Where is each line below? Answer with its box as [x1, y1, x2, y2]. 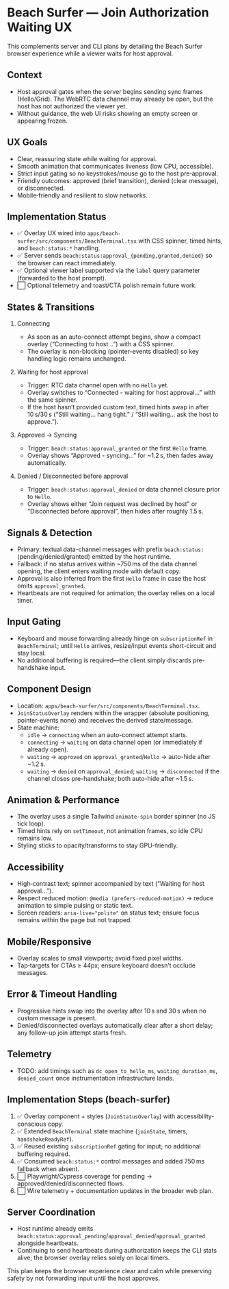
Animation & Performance [7, 794, 120, 806]
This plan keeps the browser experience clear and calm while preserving [7, 1267, 212, 1275]
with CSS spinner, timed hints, [137, 237, 223, 245]
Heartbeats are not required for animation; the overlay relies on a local [16, 589, 215, 597]
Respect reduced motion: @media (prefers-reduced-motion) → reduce [16, 894, 214, 902]
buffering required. [16, 1150, 70, 1158]
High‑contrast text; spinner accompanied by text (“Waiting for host [16, 880, 205, 888]
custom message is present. [16, 1013, 97, 1022]
